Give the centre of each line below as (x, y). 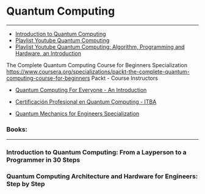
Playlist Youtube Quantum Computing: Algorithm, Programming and (100, 46)
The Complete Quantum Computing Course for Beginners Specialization (97, 65)
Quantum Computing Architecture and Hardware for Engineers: (102, 176)
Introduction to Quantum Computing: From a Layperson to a (97, 153)
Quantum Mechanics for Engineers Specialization (77, 113)
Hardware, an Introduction (48, 53)
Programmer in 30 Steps (43, 160)
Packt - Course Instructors (125, 78)
